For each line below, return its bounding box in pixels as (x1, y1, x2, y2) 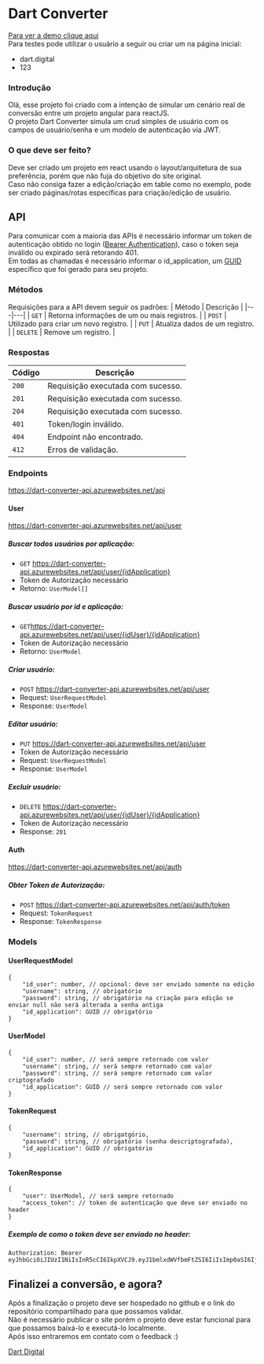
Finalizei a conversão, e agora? (8, 1278, 163, 1291)
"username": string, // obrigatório (22, 987, 143, 995)
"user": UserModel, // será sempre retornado (22, 1192, 174, 1201)
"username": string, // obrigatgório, (22, 1131, 149, 1138)
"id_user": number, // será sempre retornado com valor (22, 1055, 210, 1063)
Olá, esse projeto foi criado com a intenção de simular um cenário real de (8, 100, 246, 110)
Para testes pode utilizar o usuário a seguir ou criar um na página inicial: (8, 38, 242, 48)
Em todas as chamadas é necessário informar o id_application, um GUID (8, 256, 242, 266)
